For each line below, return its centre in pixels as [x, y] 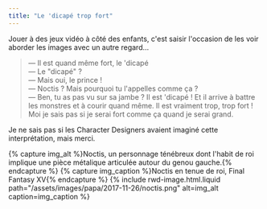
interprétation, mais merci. [52, 138]
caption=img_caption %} [49, 196]
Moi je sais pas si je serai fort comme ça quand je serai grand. [131, 114]
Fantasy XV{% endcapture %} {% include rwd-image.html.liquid [115, 179]
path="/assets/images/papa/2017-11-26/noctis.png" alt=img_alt [113, 188]
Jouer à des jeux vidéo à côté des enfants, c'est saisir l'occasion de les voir [133, 39]
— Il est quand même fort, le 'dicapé [88, 63]
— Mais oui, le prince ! [65, 80]
